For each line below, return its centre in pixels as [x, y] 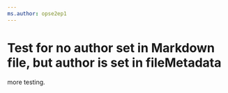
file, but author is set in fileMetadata [114, 62]
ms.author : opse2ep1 [37, 14]
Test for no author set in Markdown [111, 48]
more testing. [26, 82]
